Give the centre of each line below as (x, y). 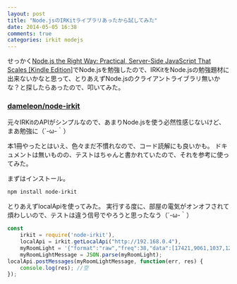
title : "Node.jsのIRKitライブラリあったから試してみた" (83, 20)
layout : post (26, 14)
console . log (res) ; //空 (54, 268)
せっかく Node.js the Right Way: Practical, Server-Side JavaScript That (109, 61)
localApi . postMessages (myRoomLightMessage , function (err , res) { (105, 261)
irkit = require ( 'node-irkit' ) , (67, 235)
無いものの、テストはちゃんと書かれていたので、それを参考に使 (130, 155)
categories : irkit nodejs (45, 40)
